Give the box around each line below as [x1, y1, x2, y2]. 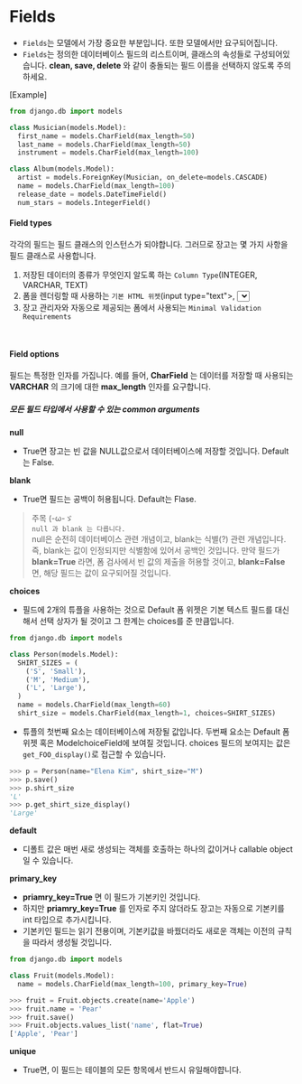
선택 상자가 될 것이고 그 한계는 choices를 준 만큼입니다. [39, 616, 234, 627]
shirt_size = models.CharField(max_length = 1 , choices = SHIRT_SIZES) [17, 709, 277, 718]
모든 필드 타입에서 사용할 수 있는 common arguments [9, 404, 200, 415]
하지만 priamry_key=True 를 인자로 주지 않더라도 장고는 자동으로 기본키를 [22, 903, 286, 914]
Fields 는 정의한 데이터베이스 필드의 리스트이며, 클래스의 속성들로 [22, 48, 252, 60]
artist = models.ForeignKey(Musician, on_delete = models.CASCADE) [17, 173, 269, 182]
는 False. [22, 457, 55, 468]
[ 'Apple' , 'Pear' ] [9, 1030, 78, 1039]
